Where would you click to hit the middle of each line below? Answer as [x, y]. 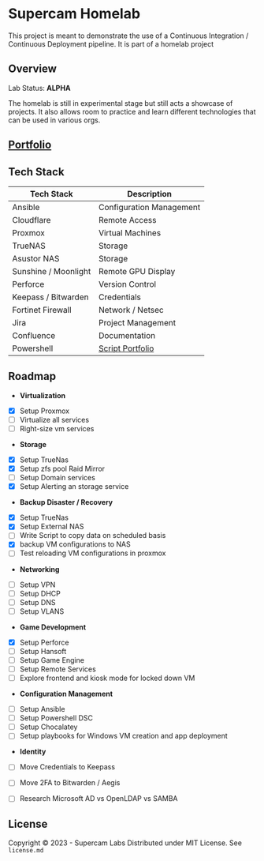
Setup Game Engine [52, 660]
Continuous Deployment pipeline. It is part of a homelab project [111, 43]
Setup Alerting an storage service [74, 487]
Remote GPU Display [137, 271]
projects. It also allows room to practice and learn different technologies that [132, 111]
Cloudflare [32, 220]
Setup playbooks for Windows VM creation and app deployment [124, 736]
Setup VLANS [42, 611]
